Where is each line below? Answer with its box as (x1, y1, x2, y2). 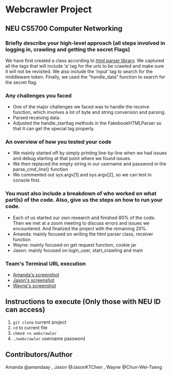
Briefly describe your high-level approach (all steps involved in (5, 40, 165, 47)
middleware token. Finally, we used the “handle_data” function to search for (5, 73, 165, 80)
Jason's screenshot (12, 277, 55, 283)
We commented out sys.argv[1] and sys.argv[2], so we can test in (12, 172, 152, 178)
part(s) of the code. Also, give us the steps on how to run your (5, 196, 163, 204)
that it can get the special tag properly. (12, 126, 95, 132)
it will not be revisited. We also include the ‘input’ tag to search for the (5, 68, 153, 74)
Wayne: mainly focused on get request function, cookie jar (12, 242, 137, 248)
